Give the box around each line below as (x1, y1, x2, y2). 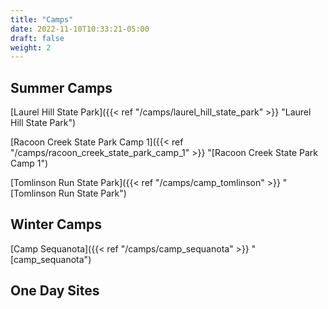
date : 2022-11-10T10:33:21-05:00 (10, 24, 150, 34)
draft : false (10, 33, 65, 43)
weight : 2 (10, 42, 52, 53)
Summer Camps (10, 79, 113, 96)
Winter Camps (10, 216, 102, 233)
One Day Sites (10, 282, 100, 300)
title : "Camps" (10, 14, 74, 25)
